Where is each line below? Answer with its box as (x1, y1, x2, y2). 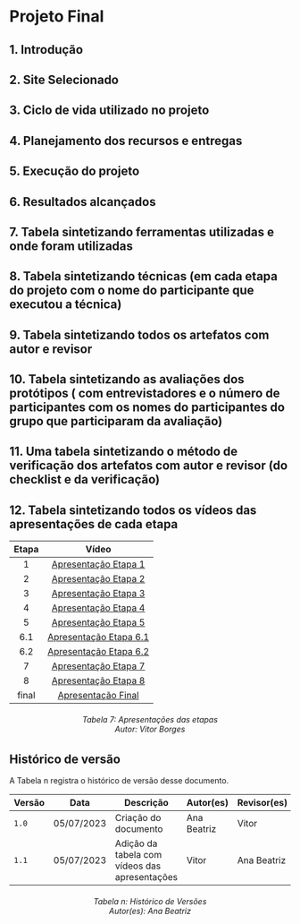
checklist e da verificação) (9, 472, 161, 487)
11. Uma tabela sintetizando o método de (9, 444, 238, 459)
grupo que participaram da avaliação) (9, 414, 223, 429)
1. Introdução (9, 42, 83, 57)
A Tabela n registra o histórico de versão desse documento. (9, 774, 229, 785)
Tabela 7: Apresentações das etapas (81, 714, 219, 724)
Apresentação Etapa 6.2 (47, 646, 150, 658)
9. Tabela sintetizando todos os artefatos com (9, 327, 270, 342)
